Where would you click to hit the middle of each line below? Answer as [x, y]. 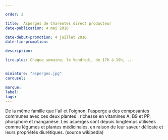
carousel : [16, 78]
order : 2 [14, 14]
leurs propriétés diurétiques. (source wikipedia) [54, 132]
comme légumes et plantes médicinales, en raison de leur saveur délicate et [84, 127]
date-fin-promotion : [27, 42]
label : [12, 92]
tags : [11, 97]
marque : [13, 87]
